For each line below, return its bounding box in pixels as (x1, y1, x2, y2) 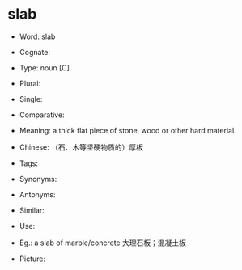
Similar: (19, 205, 45, 215)
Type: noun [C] (19, 62, 70, 73)
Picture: (19, 254, 46, 264)
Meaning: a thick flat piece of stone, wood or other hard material (19, 125, 235, 135)
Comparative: (19, 110, 66, 120)
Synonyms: (19, 174, 57, 184)
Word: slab (19, 32, 56, 41)
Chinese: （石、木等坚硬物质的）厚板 (19, 142, 143, 152)
